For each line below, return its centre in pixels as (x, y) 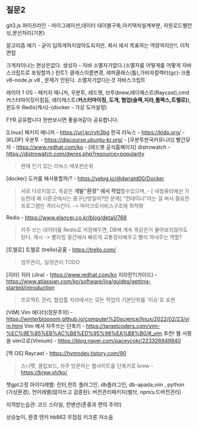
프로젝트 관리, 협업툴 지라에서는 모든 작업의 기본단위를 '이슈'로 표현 (98, 300)
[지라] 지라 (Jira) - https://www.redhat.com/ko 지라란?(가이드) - (82, 274)
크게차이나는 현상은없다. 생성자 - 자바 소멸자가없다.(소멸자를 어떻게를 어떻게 (94, 65)
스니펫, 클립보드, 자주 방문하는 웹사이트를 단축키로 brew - (87, 366)
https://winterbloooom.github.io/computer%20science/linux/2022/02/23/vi (98, 319)
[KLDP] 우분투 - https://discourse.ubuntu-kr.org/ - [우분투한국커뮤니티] (90, 139)
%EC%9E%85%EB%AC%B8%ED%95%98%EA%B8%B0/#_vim (84, 333)
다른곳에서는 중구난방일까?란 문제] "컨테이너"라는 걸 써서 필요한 (116, 198)
